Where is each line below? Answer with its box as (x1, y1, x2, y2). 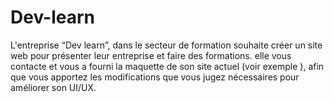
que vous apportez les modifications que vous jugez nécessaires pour (10, 71, 300, 83)
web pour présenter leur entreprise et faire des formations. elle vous (10, 49, 292, 61)
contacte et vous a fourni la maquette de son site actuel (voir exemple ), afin (10, 60, 325, 72)
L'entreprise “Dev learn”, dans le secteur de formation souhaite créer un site (10, 39, 323, 51)
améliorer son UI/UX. (10, 81, 97, 93)
